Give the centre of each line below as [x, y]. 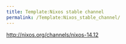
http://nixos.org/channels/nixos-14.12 [52, 34]
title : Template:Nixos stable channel [55, 12]
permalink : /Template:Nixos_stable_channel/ [63, 17]
